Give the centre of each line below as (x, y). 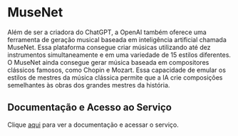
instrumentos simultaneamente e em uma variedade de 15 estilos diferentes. (119, 55)
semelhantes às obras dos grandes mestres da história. (89, 85)
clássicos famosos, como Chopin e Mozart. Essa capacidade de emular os (117, 70)
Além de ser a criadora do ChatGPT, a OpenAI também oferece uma (107, 32)
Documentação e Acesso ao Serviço (90, 108)
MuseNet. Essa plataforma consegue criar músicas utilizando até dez (109, 47)
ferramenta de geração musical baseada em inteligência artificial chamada (117, 39)
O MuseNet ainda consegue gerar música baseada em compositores (108, 62)
